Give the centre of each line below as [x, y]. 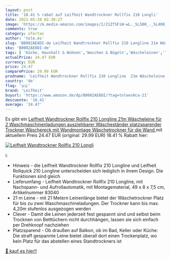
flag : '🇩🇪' [18, 85]
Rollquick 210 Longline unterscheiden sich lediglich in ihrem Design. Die [88, 171]
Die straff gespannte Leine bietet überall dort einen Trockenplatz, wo [85, 236]
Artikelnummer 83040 [36, 193]
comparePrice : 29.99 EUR [32, 72]
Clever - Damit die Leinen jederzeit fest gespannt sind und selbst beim [87, 214]
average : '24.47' [24, 105]
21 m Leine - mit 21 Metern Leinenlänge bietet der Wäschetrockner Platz [88, 198]
